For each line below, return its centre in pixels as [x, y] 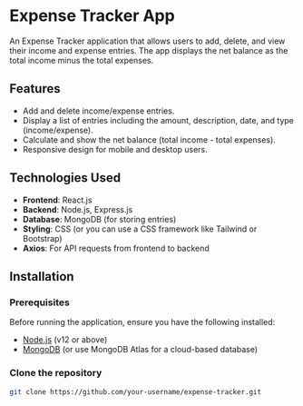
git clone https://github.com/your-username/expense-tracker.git [135, 391]
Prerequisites [39, 302]
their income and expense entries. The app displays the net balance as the [149, 50]
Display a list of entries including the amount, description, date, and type [158, 120]
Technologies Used [65, 178]
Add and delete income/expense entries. [98, 111]
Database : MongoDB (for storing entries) [99, 219]
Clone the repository [56, 373]
